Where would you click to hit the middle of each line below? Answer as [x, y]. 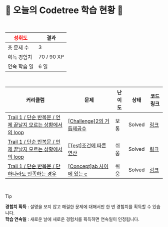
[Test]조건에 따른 [87, 145]
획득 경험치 [20, 57]
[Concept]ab [83, 166]
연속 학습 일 [21, 66]
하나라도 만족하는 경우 [32, 174]
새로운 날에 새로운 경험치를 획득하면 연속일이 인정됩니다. [85, 219]
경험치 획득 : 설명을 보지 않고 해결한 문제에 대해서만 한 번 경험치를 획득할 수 [78, 206]
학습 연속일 [16, 219]
